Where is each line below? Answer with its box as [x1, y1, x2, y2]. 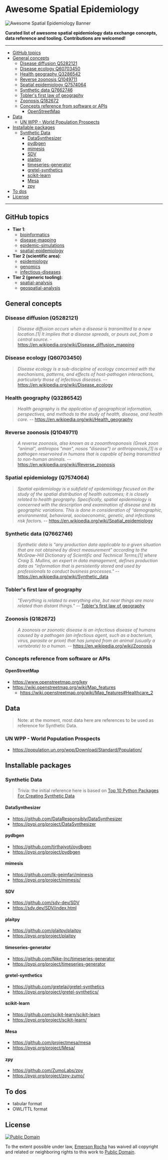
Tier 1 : [12, 226, 26, 232]
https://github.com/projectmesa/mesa [12, 1040, 91, 1046]
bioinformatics [19, 231, 50, 237]
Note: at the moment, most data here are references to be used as [17, 717, 154, 723]
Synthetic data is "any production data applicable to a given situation [17, 541, 161, 548]
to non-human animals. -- [17, 456, 71, 462]
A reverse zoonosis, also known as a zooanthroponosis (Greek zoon [17, 440, 158, 446]
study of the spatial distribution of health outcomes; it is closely [17, 491, 149, 497]
